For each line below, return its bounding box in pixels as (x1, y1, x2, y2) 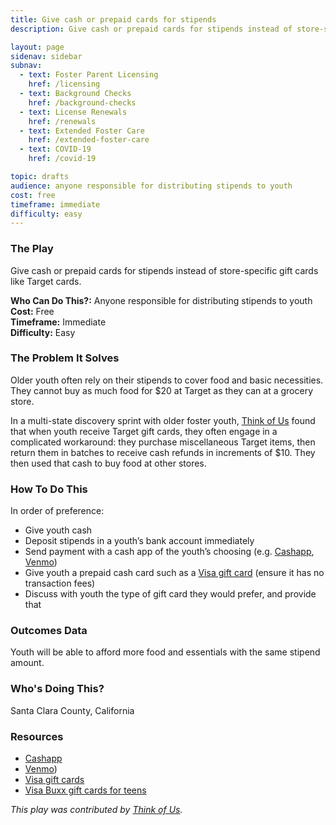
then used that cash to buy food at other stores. (10, 457, 207, 469)
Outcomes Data (10, 624, 88, 638)
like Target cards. (10, 275, 82, 287)
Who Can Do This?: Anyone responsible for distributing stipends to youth (10, 294, 313, 306)
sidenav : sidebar (10, 51, 83, 61)
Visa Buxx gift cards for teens (24, 784, 147, 796)
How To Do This (10, 482, 88, 496)
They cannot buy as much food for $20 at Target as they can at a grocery (10, 384, 314, 396)
